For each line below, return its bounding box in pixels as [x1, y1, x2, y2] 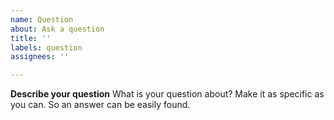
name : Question [10, 14, 74, 25]
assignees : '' [10, 52, 70, 62]
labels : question [10, 42, 83, 53]
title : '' [10, 33, 52, 43]
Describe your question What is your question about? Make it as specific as [10, 88, 325, 100]
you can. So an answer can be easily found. [10, 99, 191, 111]
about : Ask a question [10, 24, 105, 34]
